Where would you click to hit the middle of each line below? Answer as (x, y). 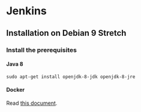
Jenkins (26, 11)
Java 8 (15, 64)
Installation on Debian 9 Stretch (66, 33)
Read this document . (32, 103)
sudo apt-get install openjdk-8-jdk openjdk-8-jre (71, 77)
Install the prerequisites (41, 50)
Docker (16, 90)
